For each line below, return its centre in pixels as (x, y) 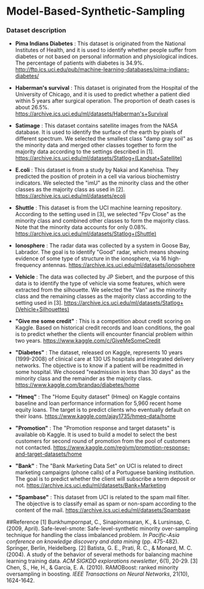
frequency (28, 265)
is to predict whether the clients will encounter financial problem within (104, 334)
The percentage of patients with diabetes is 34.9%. (79, 63)
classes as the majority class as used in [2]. (70, 189)
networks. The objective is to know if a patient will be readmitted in (99, 365)
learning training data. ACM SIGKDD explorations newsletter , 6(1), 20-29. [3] (102, 561)
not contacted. (33, 448)
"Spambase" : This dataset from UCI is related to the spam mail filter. (102, 497)
